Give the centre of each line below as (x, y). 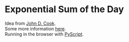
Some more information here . (36, 28)
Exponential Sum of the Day (64, 9)
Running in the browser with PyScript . (44, 34)
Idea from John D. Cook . (30, 23)
